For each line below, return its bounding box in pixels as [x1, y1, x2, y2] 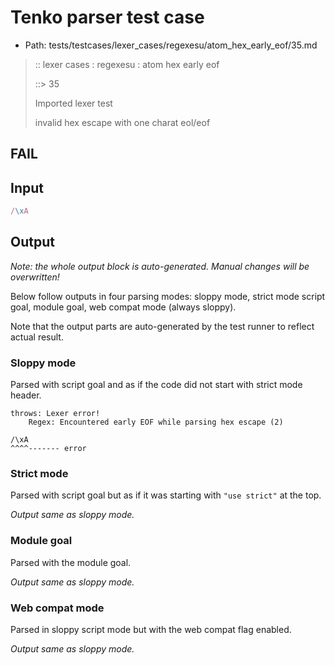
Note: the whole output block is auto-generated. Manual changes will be [10, 260, 310, 272]
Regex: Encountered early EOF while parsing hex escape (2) [28, 417, 284, 428]
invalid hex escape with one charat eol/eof [34, 116, 211, 128]
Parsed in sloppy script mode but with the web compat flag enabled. [10, 624, 292, 636]
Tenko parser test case [10, 6, 205, 29]
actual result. [10, 331, 64, 343]
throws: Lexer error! [10, 409, 101, 419]
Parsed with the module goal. [10, 556, 132, 568]
